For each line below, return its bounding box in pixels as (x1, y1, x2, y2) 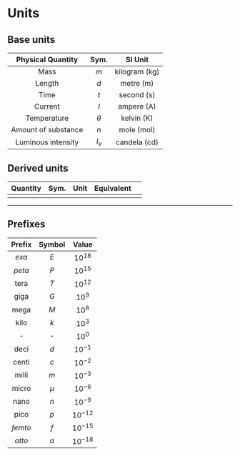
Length (35, 79, 59, 88)
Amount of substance (11, 125, 84, 134)
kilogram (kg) (114, 66, 160, 76)
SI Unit (125, 55, 149, 64)
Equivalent (94, 184, 132, 193)
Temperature (25, 113, 69, 123)
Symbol (39, 239, 66, 249)
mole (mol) (119, 125, 156, 134)
